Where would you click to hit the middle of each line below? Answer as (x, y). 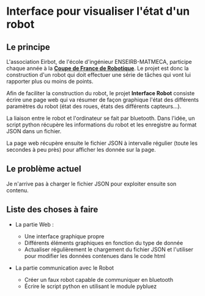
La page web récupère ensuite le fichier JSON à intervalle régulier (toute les (102, 143)
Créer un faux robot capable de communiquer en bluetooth (99, 279)
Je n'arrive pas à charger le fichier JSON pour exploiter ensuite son (91, 184)
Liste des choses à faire (52, 210)
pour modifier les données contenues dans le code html (95, 255)
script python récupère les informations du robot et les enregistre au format (102, 125)
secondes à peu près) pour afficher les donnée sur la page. (81, 150)
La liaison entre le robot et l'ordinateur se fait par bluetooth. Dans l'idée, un (101, 118)
